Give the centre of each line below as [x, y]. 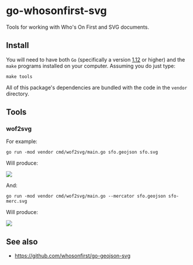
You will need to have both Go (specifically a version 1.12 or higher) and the [96, 59]
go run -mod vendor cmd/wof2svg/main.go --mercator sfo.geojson [86, 196]
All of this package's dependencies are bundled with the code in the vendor [97, 87]
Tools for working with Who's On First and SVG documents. [77, 27]
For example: [22, 141]
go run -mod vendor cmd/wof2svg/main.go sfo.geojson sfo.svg [82, 152]
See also [22, 242]
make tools [19, 77]
